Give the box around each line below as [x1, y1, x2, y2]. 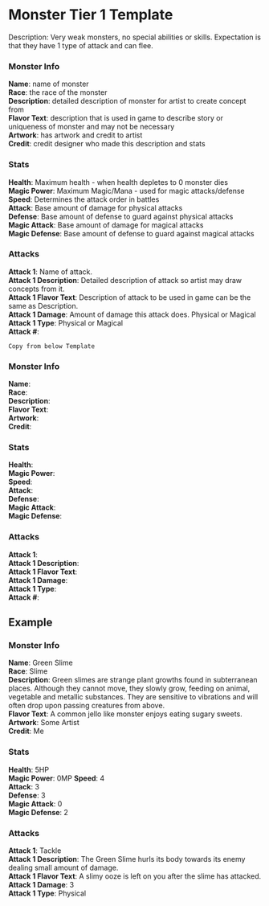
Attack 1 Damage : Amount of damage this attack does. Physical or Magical [8, 310, 256, 319]
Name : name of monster [8, 79, 90, 89]
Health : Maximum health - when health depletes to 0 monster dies [8, 177, 229, 187]
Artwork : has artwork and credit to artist [8, 130, 143, 140]
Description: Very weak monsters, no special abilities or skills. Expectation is [8, 32, 261, 42]
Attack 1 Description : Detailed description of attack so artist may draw [8, 275, 243, 285]
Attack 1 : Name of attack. [8, 267, 93, 277]
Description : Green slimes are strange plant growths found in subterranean [8, 675, 259, 685]
